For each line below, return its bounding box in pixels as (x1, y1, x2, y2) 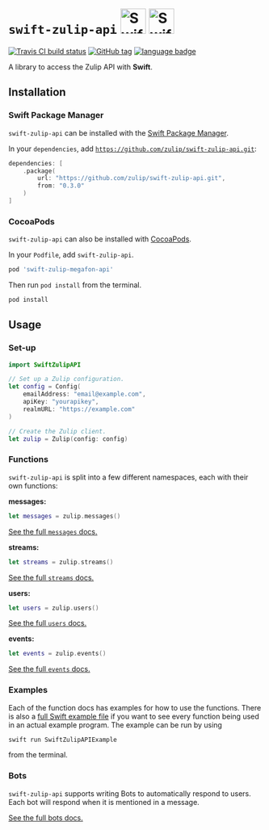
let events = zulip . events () (8, 650, 107, 658)
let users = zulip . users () (8, 604, 99, 612)
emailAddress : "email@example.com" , (23, 390, 147, 399)
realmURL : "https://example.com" (23, 405, 136, 413)
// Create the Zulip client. (8, 427, 107, 435)
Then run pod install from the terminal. (8, 280, 142, 290)
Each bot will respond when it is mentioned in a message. (8, 797, 200, 807)
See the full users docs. (8, 618, 87, 628)
